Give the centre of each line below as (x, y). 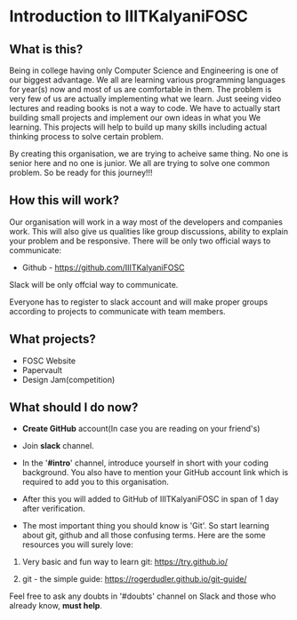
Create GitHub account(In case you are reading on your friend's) (141, 429)
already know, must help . (56, 606)
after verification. (53, 509)
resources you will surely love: (77, 544)
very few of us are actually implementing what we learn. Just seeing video (145, 99)
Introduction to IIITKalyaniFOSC (129, 16)
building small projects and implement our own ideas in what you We (135, 118)
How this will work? (64, 200)
